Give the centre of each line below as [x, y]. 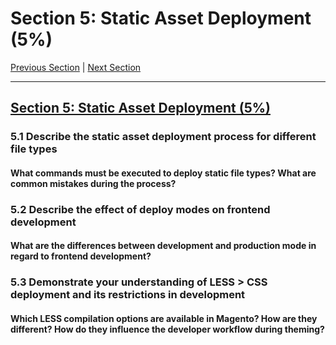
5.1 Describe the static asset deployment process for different [163, 137]
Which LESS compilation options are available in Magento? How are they [164, 318]
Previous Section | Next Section [76, 67]
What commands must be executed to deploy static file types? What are [163, 173]
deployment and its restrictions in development [128, 295]
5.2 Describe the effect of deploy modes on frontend [140, 209]
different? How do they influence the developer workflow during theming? [167, 329]
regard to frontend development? [81, 256]
